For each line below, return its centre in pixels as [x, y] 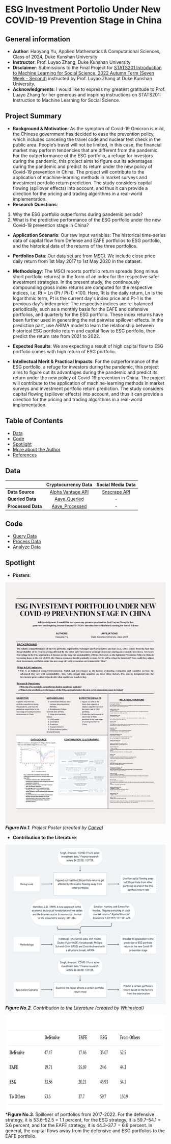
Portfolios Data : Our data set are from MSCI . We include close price [84, 256]
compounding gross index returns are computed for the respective [82, 287]
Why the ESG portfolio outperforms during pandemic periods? [78, 214]
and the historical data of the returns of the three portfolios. [75, 246]
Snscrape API [116, 492]
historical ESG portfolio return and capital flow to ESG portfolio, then [84, 331]
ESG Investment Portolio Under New [83, 9]
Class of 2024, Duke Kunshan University [55, 57]
